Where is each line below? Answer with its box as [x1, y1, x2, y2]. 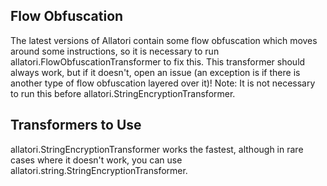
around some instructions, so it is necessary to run [10, 45, 220, 57]
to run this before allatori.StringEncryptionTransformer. [10, 87, 236, 99]
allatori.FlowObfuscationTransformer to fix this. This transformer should [10, 55, 306, 68]
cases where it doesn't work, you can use [10, 154, 183, 166]
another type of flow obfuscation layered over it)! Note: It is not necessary [10, 77, 316, 89]
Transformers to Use [10, 117, 142, 134]
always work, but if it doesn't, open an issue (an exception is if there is [10, 66, 301, 78]
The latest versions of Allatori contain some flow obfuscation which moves [10, 34, 318, 46]
